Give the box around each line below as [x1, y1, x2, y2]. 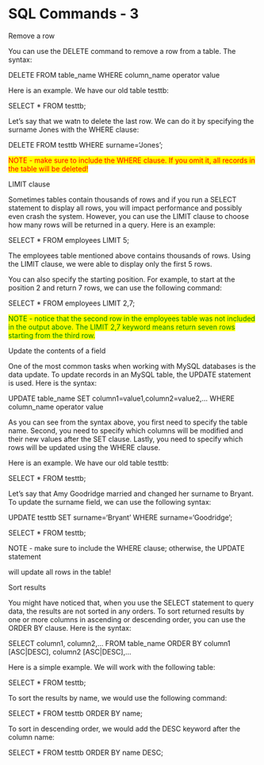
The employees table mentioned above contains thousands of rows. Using [8, 251, 251, 260]
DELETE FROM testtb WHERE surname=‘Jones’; [8, 140, 163, 149]
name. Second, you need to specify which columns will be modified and [8, 425, 243, 435]
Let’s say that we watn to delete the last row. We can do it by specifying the [8, 116, 254, 125]
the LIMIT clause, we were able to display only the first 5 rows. [8, 259, 212, 268]
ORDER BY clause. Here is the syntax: [8, 623, 132, 632]
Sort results [8, 582, 46, 592]
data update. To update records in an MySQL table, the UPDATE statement [8, 370, 251, 379]
